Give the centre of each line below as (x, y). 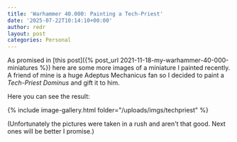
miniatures (23, 68)
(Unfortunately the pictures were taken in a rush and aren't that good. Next (116, 124)
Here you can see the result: (49, 97)
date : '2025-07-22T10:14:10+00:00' (60, 20)
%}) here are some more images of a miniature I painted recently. (135, 68)
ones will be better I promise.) (51, 131)
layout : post (27, 34)
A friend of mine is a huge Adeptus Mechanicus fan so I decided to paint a (116, 76)
